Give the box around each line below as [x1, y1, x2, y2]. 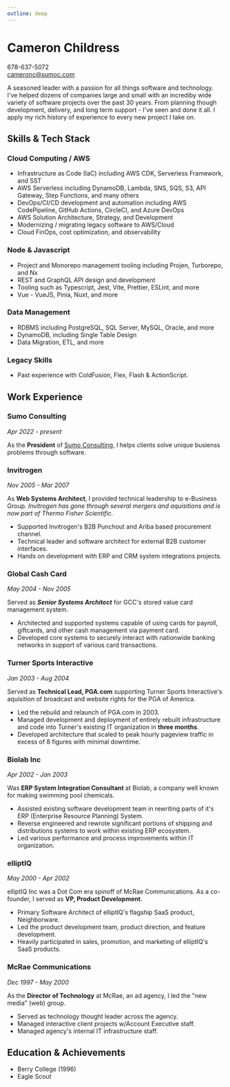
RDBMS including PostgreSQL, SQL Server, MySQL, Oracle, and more [17, 323, 215, 332]
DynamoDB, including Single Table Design [17, 330, 137, 339]
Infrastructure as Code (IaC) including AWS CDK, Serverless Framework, [17, 169, 224, 178]
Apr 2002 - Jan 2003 [7, 771, 68, 779]
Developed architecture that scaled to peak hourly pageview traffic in [17, 730, 214, 738]
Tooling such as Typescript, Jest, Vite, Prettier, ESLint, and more [17, 283, 200, 291]
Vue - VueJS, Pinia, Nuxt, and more [17, 290, 118, 299]
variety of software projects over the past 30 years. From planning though [7, 98, 217, 106]
